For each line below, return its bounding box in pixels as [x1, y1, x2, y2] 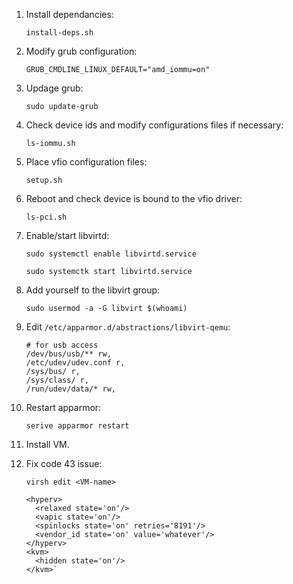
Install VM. [25, 439, 70, 450]
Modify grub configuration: [25, 45, 138, 57]
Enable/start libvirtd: [25, 230, 110, 241]
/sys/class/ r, [25, 375, 90, 385]
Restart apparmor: [25, 402, 102, 413]
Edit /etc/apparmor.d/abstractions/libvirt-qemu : [25, 321, 231, 333]
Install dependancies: [25, 9, 114, 20]
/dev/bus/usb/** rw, [25, 349, 112, 359]
